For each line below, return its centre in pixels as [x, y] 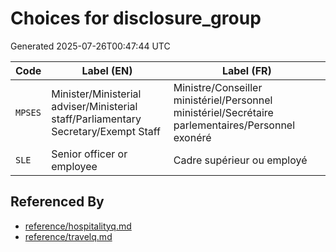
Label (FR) [246, 70]
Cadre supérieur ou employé [240, 160]
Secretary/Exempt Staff [106, 131]
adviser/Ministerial [94, 106]
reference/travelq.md [68, 236]
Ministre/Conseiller [218, 87]
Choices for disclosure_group [136, 18]
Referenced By [57, 202]
